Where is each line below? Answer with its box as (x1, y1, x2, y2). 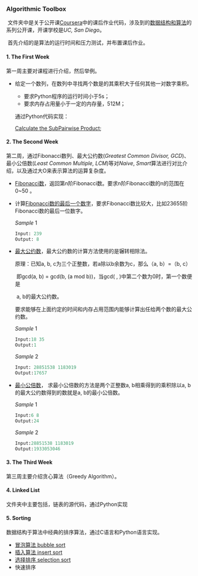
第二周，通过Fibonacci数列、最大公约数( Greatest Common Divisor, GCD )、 (6, 152, 190, 159)
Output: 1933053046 (14, 446, 61, 452)
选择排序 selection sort (14, 556, 71, 563)
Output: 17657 (14, 370, 48, 376)
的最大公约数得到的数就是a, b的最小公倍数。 (14, 389, 124, 396)
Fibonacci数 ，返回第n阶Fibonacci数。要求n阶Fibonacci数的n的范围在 (14, 179, 185, 186)
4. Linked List (6, 487, 40, 494)
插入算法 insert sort (14, 549, 62, 556)
